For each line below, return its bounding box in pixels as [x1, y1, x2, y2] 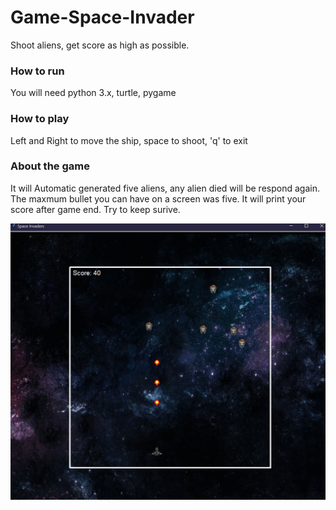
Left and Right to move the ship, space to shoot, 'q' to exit [10, 134, 248, 146]
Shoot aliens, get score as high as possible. [10, 39, 190, 51]
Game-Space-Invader [10, 6, 195, 29]
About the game [10, 159, 90, 173]
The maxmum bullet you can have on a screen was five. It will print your [10, 192, 307, 205]
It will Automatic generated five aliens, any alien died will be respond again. [10, 182, 320, 194]
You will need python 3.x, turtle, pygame [10, 87, 177, 99]
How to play [10, 112, 70, 126]
